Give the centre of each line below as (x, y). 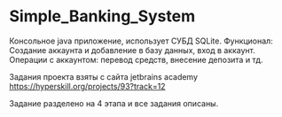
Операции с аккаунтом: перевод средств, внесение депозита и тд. (136, 59)
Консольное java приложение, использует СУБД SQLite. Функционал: (141, 41)
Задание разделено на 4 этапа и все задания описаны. (114, 103)
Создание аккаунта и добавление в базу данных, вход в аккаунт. (132, 50)
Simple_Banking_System (102, 16)
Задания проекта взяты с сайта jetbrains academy (103, 76)
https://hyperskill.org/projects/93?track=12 (87, 86)
